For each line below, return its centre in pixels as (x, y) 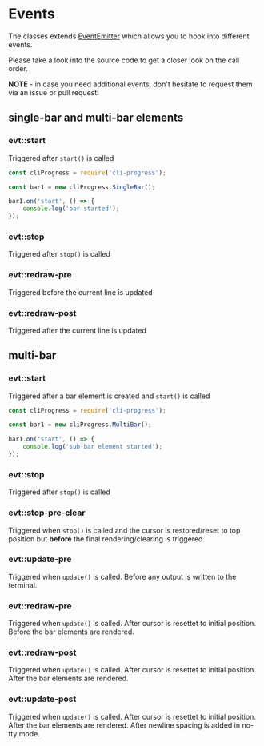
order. (18, 68)
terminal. (23, 585)
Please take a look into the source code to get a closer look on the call (124, 60)
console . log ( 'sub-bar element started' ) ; (92, 447)
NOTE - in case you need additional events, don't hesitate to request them (130, 84)
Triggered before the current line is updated (81, 292)
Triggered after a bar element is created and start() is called (109, 396)
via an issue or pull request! (54, 92)
